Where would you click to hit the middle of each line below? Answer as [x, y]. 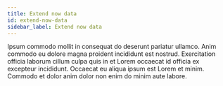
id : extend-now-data [38, 20]
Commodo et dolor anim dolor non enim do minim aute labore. [97, 76]
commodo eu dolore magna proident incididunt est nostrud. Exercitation [111, 54]
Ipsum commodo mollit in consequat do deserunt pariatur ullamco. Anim [112, 47]
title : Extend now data [42, 14]
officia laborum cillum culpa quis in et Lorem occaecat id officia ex [103, 62]
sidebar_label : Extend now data [55, 27]
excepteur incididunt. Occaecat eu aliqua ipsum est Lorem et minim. [106, 69]
